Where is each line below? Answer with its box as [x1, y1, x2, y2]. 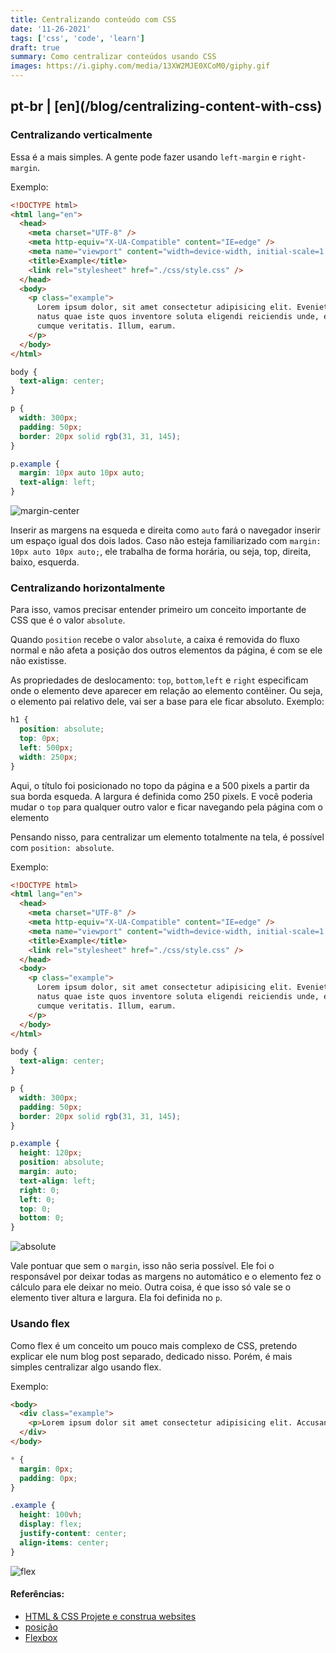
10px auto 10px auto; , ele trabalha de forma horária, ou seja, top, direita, [10, 546, 312, 558]
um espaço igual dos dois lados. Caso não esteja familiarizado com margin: [10, 535, 322, 547]
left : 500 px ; [19, 742, 74, 753]
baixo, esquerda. [10, 556, 80, 568]
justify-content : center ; [19, 1529, 128, 1539]
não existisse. [10, 655, 67, 667]
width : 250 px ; [19, 752, 78, 762]
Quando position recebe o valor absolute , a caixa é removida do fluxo [10, 634, 300, 646]
